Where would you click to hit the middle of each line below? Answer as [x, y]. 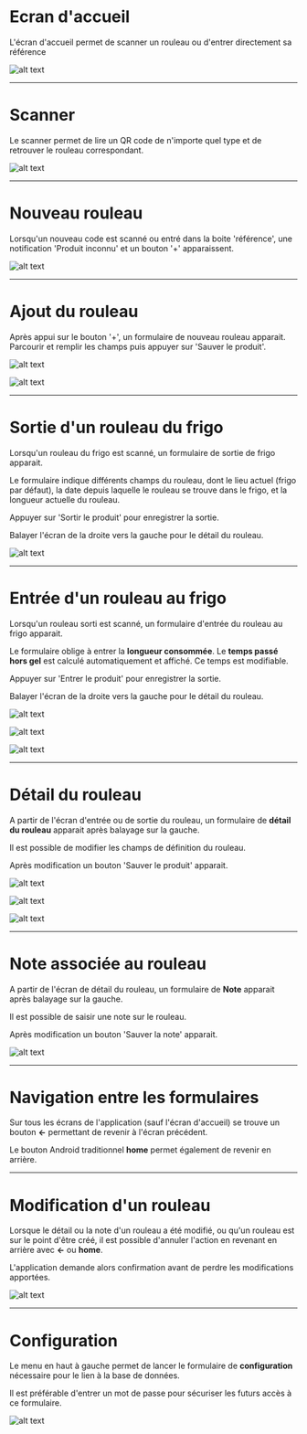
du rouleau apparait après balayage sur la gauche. [105, 830]
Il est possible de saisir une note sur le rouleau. [98, 1016]
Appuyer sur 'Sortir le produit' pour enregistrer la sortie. [114, 517]
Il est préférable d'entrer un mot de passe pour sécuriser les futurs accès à [151, 1393]
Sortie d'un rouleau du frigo [116, 427]
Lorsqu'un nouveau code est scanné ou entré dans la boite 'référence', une [151, 239]
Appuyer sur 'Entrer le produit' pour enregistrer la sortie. [116, 678]
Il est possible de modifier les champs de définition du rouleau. [128, 847]
